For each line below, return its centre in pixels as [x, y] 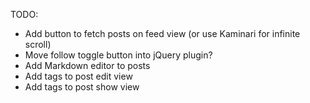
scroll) [38, 44]
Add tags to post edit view [78, 76]
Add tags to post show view [82, 87]
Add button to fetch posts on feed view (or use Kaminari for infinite [162, 33]
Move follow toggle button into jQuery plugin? [118, 55]
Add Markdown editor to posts [87, 65]
